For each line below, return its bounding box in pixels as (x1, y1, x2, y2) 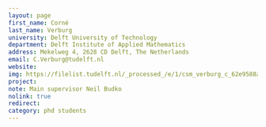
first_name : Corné (8, 19, 69, 27)
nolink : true (8, 92, 51, 100)
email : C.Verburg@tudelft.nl (8, 56, 104, 64)
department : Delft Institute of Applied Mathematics (8, 41, 186, 49)
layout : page (8, 11, 51, 20)
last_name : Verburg (8, 26, 73, 34)
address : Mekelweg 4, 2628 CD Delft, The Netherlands (8, 48, 190, 56)
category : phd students (8, 107, 87, 115)
